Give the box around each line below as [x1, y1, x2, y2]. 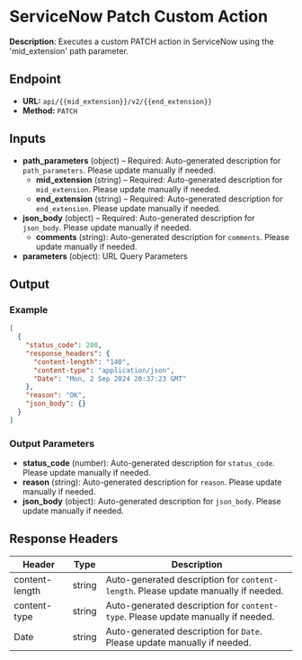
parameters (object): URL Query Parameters [22, 250, 188, 262]
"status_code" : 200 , [25, 341, 102, 350]
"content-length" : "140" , [32, 357, 130, 366]
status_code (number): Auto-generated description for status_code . [22, 458, 276, 468]
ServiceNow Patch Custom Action [9, 6, 268, 27]
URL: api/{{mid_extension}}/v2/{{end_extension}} [22, 95, 213, 106]
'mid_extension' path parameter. [9, 45, 129, 56]
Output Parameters [9, 437, 95, 450]
